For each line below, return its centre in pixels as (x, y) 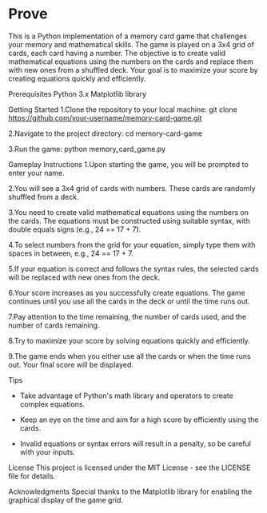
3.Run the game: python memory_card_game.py (87, 149)
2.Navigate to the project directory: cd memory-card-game (105, 133)
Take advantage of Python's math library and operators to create (126, 396)
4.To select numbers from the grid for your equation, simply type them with (132, 245)
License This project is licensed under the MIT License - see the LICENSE (130, 467)
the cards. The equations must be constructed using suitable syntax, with (129, 221)
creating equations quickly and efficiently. (77, 78)
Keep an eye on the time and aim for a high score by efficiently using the (139, 420)
